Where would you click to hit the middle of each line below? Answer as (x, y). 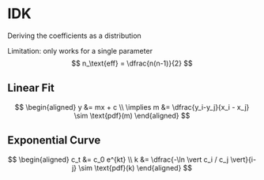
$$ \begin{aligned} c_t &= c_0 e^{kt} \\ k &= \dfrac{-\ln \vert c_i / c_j (118, 159)
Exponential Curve (54, 140)
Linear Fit (31, 88)
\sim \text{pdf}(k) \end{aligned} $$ (135, 167)
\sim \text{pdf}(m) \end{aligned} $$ (132, 115)
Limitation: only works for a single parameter (80, 51)
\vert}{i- (243, 159)
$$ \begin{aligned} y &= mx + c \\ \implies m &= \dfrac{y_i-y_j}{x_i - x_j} (132, 107)
